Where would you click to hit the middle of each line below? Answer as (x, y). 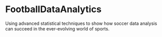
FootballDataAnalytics (53, 9)
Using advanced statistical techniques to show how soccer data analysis (81, 23)
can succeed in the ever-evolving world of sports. (57, 28)
